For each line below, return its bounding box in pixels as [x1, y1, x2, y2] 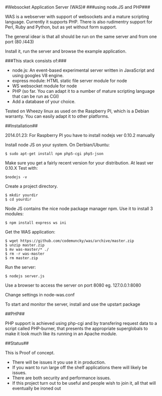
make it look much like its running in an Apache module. [5, 331, 118, 337]
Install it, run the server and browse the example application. [5, 49, 127, 54]
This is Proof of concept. [5, 350, 55, 355]
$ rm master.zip [5, 256, 38, 261]
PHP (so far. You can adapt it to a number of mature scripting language [12, 88, 155, 94]
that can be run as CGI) [12, 93, 60, 99]
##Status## [5, 341, 29, 346]
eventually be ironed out [12, 385, 61, 391]
